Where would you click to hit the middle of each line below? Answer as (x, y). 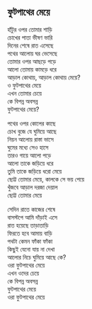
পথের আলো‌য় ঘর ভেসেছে (33, 53)
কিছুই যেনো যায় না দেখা (31, 249)
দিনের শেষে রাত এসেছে (30, 45)
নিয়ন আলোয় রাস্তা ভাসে (31, 139)
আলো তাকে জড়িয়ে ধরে (30, 163)
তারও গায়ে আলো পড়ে (29, 155)
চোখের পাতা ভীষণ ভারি (30, 37)
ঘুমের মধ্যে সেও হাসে (28, 147)
